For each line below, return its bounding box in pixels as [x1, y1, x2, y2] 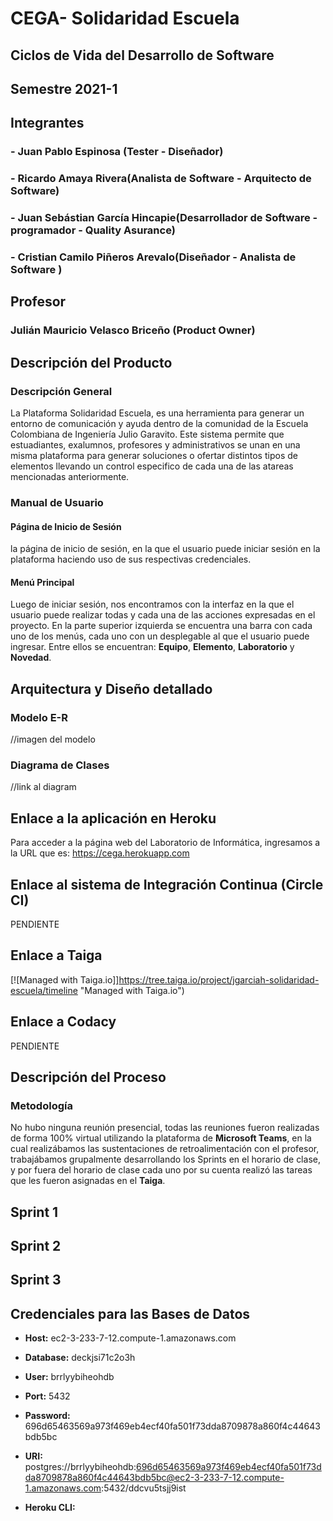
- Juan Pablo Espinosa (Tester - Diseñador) [10, 145, 224, 159]
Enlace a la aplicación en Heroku [10, 810, 217, 827]
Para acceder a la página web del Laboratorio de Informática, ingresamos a [10, 837, 321, 849]
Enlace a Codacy [10, 1013, 117, 1031]
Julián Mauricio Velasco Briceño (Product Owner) [10, 323, 256, 337]
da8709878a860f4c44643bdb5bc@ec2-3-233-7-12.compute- [24, 1472, 285, 1484]
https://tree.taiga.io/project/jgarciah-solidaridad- [118, 973, 320, 986]
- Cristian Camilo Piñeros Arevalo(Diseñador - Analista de [10, 250, 297, 264]
